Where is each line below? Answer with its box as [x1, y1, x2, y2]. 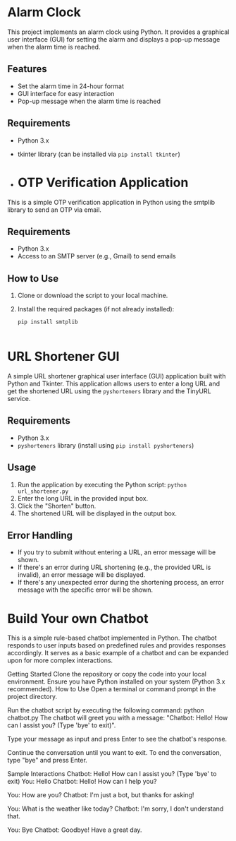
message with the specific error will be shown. [17, 585, 154, 594]
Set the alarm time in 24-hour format [17, 82, 125, 90]
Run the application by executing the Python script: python [17, 480, 187, 489]
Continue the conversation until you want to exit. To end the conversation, [7, 748, 222, 757]
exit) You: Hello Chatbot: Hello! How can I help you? [7, 777, 157, 786]
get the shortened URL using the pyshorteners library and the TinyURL [7, 386, 211, 395]
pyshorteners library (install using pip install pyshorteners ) [17, 441, 194, 449]
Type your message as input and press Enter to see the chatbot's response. [7, 735, 228, 744]
